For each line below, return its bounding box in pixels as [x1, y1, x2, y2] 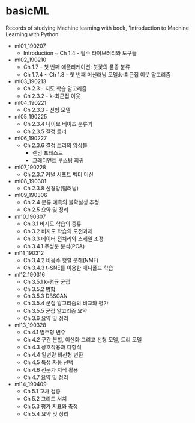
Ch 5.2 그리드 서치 [23, 395, 67, 402]
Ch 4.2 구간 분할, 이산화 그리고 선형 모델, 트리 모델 [23, 336, 142, 343]
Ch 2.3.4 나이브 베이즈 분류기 [23, 120, 93, 127]
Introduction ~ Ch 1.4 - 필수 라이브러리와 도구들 [23, 49, 137, 57]
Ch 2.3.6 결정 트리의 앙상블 [23, 142, 88, 149]
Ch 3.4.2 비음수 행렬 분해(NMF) [23, 256, 99, 263]
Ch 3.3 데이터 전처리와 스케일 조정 [23, 235, 104, 242]
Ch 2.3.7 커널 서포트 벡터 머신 [23, 171, 94, 178]
